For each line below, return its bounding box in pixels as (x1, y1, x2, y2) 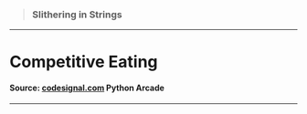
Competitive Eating (9, 52, 158, 72)
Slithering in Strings (31, 8, 122, 21)
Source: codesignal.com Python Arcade (9, 82, 164, 94)
